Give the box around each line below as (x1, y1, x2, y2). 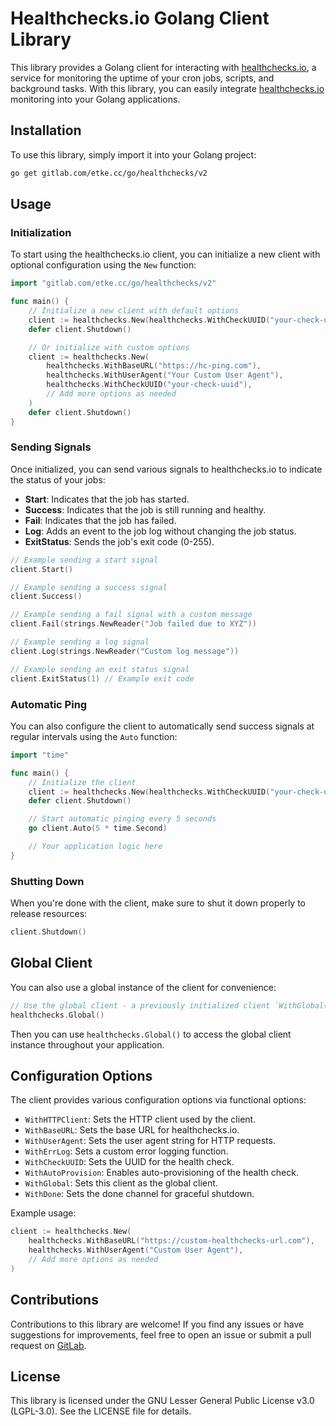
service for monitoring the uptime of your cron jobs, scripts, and (10, 72, 275, 84)
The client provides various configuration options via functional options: (10, 1094, 307, 1106)
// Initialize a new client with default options (28, 306, 240, 316)
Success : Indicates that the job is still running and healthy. (24, 503, 267, 516)
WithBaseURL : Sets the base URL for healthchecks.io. (24, 1124, 240, 1136)
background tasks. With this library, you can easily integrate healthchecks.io (10, 82, 325, 94)
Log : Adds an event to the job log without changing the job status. (24, 525, 297, 537)
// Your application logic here (28, 842, 163, 852)
